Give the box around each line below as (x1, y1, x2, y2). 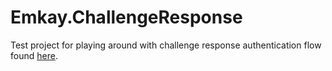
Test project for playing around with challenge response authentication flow (10, 39, 322, 51)
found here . (10, 49, 58, 61)
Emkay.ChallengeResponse (10, 6, 243, 29)
